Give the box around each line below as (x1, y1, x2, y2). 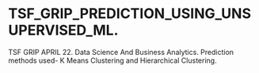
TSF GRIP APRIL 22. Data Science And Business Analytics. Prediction (8, 47, 234, 57)
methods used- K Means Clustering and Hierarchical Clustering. (8, 56, 217, 65)
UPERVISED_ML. (8, 21, 119, 39)
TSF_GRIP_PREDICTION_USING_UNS (8, 5, 252, 23)
